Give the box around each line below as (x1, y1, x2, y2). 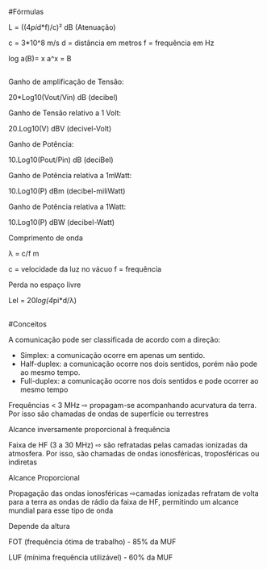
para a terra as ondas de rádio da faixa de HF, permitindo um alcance (8, 497, 240, 506)
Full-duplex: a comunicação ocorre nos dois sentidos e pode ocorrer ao (19, 376, 259, 385)
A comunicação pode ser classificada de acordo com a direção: (8, 335, 221, 344)
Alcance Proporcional (8, 472, 81, 482)
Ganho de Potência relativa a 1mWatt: (8, 171, 132, 181)
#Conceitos (8, 318, 47, 329)
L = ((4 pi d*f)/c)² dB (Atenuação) (8, 23, 116, 31)
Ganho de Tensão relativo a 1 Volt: (8, 108, 122, 118)
